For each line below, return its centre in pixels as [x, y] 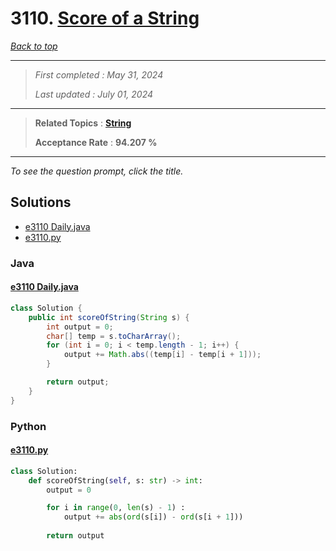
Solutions [41, 202]
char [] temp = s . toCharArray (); [114, 336]
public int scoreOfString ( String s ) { [109, 317]
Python [28, 426]
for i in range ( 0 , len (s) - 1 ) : [116, 508]
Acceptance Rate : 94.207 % [96, 142]
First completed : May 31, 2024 [99, 74]
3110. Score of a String [105, 18]
